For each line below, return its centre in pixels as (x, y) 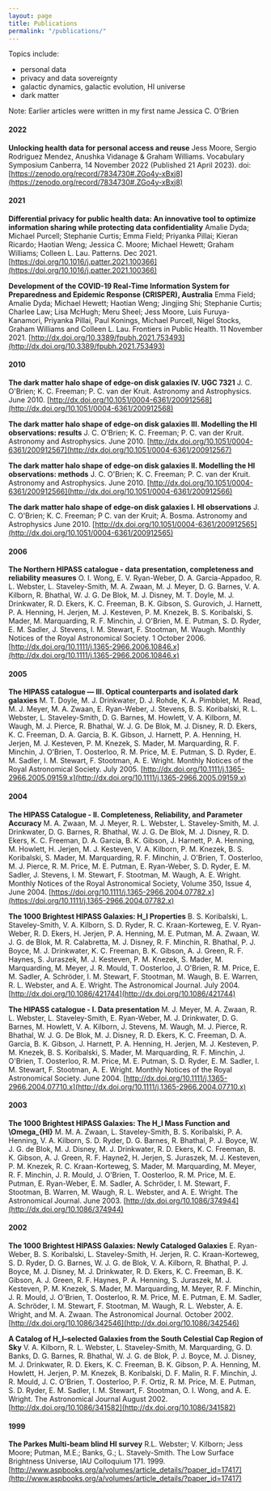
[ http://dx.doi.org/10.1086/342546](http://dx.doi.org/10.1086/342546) (124, 1323)
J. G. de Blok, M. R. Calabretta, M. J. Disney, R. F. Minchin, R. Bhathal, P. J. (132, 942)
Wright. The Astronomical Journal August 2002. (88, 1399)
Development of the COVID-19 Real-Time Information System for (119, 286)
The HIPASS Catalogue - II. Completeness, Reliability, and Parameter (125, 814)
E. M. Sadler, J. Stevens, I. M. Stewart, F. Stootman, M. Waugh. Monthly (127, 630)
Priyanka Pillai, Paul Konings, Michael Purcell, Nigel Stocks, (142, 320)
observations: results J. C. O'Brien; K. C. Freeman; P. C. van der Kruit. (126, 432)
